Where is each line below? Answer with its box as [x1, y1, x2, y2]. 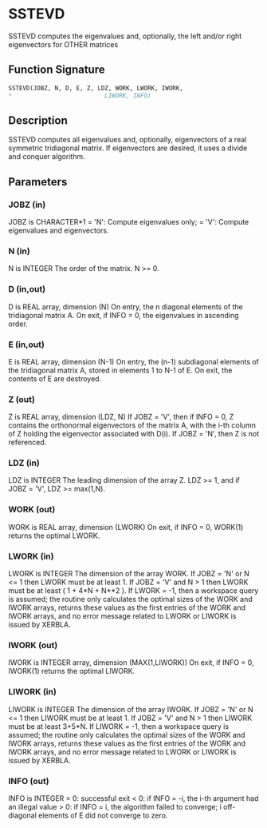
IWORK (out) [8, 640, 58, 651]
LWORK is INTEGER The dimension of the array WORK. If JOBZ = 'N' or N [8, 569, 249, 579]
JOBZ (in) [8, 199, 46, 210]
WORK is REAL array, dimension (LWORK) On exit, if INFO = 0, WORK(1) [8, 522, 244, 531]
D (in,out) [8, 284, 46, 295]
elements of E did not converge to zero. [38, 810, 168, 820]
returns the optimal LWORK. [8, 531, 100, 540]
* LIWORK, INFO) [8, 91, 151, 100]
